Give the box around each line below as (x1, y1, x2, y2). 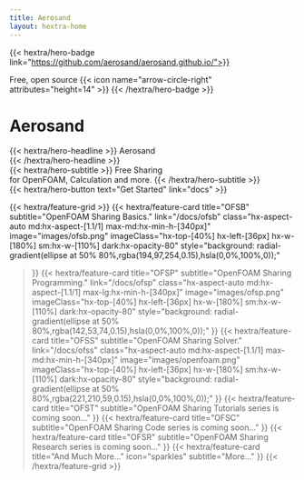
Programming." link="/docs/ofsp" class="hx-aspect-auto (31, 277, 245, 288)
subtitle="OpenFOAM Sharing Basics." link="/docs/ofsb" (9, 211, 221, 223)
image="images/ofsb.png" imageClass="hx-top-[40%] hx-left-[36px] (9, 231, 270, 242)
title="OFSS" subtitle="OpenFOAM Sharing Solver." (51, 335, 243, 346)
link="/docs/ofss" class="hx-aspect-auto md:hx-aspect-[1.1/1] (31, 345, 264, 355)
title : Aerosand (9, 13, 71, 23)
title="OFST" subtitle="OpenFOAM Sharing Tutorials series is (51, 403, 279, 414)
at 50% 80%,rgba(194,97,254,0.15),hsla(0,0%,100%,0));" (69, 250, 281, 261)
